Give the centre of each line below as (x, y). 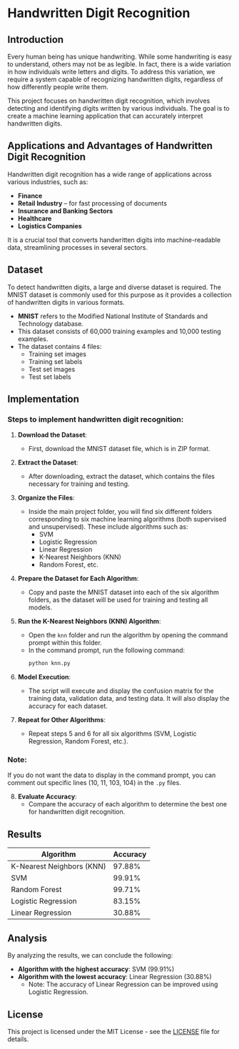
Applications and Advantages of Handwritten (110, 146)
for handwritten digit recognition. (77, 812)
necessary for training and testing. (79, 484)
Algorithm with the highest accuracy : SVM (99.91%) (96, 969)
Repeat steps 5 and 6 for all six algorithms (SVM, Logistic (113, 734)
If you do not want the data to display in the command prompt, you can (112, 775)
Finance (30, 196)
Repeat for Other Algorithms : (61, 720)
